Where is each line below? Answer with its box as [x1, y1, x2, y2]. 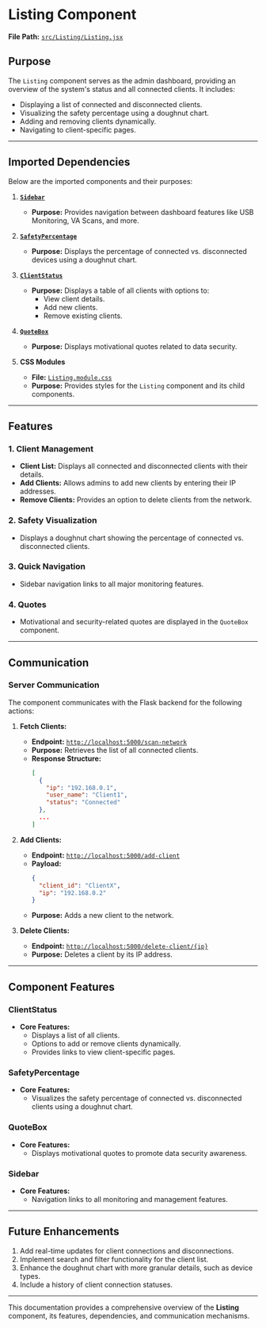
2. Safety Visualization [8, 515, 97, 526]
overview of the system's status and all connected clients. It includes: [8, 84, 235, 94]
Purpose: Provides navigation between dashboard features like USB [31, 207, 255, 217]
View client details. [43, 294, 105, 303]
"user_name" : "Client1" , [46, 791, 128, 799]
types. [19, 1271, 41, 1280]
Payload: [31, 858, 62, 868]
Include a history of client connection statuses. [19, 1280, 173, 1289]
